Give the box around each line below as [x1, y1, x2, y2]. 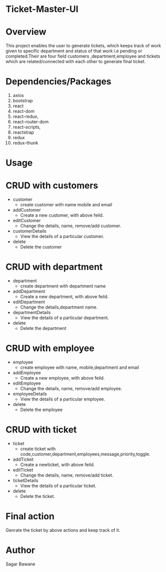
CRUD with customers [5, 180, 99, 191]
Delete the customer [20, 244, 62, 250]
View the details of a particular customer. [20, 234, 105, 240]
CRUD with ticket [5, 424, 77, 435]
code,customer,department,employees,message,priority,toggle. [20, 451, 151, 457]
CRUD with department [5, 261, 103, 273]
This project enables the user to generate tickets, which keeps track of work [5, 43, 162, 49]
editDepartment [12, 299, 45, 305]
